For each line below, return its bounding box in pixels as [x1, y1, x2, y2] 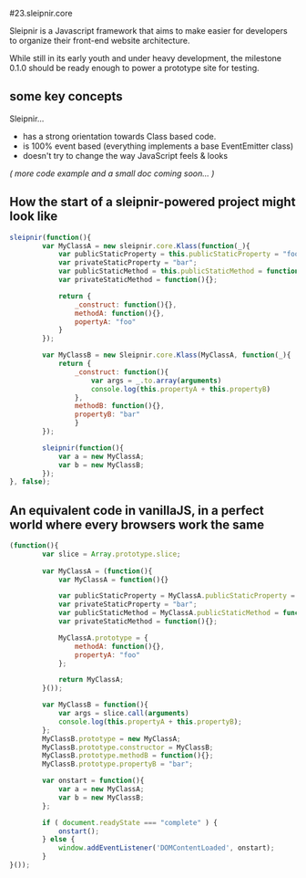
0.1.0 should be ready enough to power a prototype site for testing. [9, 63, 260, 73]
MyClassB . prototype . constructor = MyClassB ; [42, 743, 214, 752]
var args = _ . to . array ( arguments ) [90, 376, 222, 385]
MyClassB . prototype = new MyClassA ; [42, 734, 181, 743]
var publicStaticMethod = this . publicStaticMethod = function [57, 267, 300, 277]
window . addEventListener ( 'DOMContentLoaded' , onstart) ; [57, 843, 275, 852]
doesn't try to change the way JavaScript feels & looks [22, 150, 229, 161]
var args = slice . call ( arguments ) [57, 709, 189, 718]
